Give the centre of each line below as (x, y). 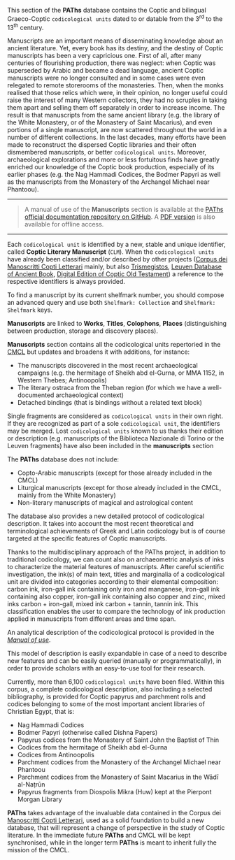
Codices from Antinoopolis (56, 755)
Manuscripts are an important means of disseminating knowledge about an (115, 41)
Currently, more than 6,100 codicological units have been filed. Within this (116, 682)
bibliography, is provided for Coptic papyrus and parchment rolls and (107, 697)
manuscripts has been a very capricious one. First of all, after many (104, 56)
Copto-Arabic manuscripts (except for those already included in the (115, 473)
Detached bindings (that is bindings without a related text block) (110, 403)
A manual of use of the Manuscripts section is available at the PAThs (124, 210)
